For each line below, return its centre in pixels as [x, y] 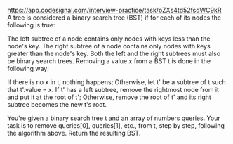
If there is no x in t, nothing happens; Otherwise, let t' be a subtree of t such [116, 82]
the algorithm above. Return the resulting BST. [74, 133]
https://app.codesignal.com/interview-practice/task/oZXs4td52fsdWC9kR [114, 10]
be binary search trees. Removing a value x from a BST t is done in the [109, 61]
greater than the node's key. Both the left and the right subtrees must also [114, 53]
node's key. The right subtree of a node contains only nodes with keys [109, 46]
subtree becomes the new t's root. [57, 104]
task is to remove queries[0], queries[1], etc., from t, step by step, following [116, 125]
